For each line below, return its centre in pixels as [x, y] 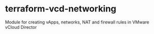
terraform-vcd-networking [61, 9]
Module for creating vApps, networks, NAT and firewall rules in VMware [77, 22]
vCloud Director [21, 27]
